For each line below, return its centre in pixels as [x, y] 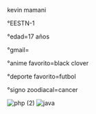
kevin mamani [27, 10]
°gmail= [18, 50]
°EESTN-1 [21, 23]
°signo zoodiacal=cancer [43, 90]
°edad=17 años [28, 36]
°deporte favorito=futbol [42, 76]
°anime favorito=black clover [48, 63]
